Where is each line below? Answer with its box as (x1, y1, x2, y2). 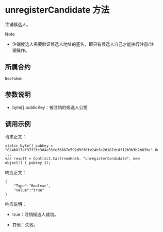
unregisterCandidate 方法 (5, 4, 110, 16)
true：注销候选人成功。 (12, 212, 59, 217)
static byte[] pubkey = (5, 143, 53, 148)
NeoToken (5, 76, 23, 81)
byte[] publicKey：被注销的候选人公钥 (12, 104, 88, 110)
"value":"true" (14, 188, 45, 193)
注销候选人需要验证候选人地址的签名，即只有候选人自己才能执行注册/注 (12, 41, 154, 47)
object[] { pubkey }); (5, 161, 51, 165)
